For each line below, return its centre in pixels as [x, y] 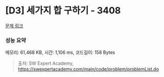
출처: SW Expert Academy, [46, 63]
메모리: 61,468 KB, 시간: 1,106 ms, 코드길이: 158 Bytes [60, 52]
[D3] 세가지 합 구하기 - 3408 [63, 11]
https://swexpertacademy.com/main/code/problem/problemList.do [88, 69]
